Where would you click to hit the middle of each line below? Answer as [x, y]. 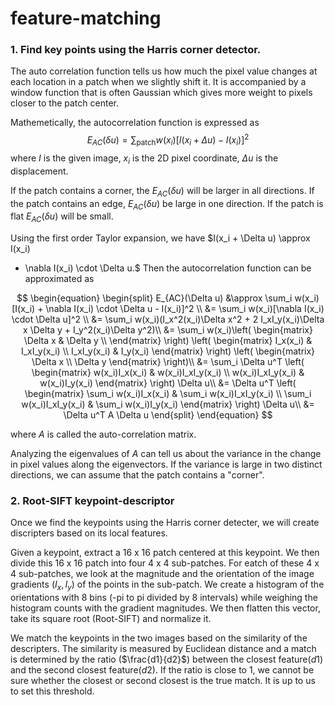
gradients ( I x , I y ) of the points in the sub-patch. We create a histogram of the [167, 585]
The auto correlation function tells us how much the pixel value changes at [164, 71]
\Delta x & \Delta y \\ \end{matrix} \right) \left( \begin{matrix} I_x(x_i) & [168, 341]
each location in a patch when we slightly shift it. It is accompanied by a [158, 82]
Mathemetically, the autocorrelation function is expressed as [135, 123]
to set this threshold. [52, 691]
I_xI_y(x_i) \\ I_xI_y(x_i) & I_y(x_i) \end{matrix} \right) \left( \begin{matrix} [168, 351]
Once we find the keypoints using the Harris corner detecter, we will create [165, 523]
